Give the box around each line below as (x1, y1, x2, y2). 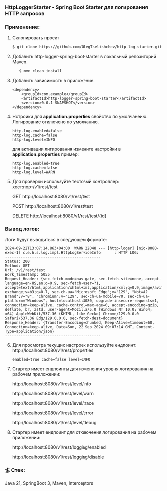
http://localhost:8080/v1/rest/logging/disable (12, 454, 104, 460)
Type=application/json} (5, 329, 55, 334)
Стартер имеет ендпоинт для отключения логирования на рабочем (12, 429, 157, 435)
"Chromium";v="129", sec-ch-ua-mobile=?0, (36, 294, 126, 299)
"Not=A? (132, 290, 148, 295)
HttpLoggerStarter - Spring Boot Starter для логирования (5, 4, 148, 11)
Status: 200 (5, 259, 30, 264)
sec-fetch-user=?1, (60, 281, 101, 286)
